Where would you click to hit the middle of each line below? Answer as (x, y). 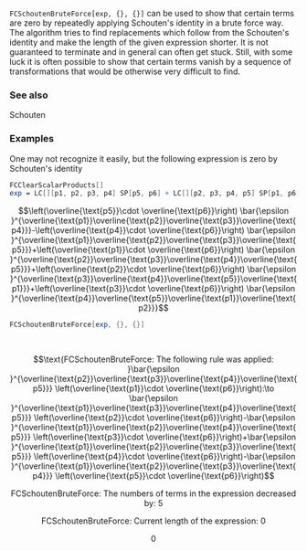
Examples (32, 139)
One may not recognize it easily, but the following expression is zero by (144, 158)
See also (29, 95)
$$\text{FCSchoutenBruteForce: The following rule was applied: (153, 359)
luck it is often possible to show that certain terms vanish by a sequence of (151, 62)
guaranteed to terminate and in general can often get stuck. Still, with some (151, 52)
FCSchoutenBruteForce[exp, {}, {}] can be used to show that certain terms (152, 13)
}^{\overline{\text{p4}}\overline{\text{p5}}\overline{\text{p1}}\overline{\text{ (153, 298)
